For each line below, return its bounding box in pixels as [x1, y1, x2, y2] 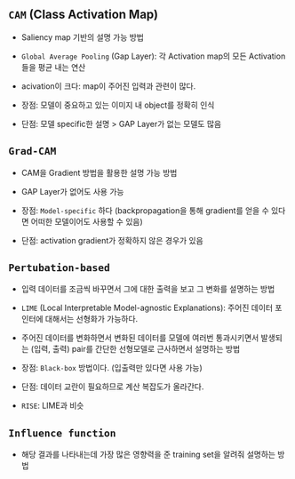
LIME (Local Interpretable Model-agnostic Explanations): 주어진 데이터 [20, 302, 273, 314]
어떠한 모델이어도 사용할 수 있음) [30, 216, 143, 227]
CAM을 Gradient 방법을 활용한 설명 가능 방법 [20, 167, 178, 178]
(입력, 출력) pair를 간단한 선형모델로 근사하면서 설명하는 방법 [30, 344, 241, 355]
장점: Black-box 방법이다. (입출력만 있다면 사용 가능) [20, 363, 203, 373]
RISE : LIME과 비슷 [20, 400, 84, 411]
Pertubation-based [8, 261, 110, 275]
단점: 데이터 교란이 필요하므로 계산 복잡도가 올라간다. [20, 381, 204, 392]
